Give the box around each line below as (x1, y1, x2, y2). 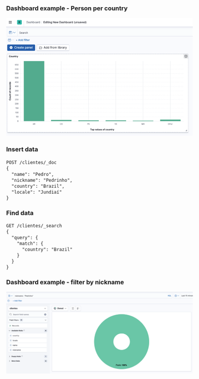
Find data (6, 208, 34, 217)
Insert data (6, 145, 38, 153)
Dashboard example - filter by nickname (6, 278, 124, 286)
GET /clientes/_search (6, 223, 62, 229)
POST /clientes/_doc (6, 159, 57, 165)
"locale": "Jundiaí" (11, 189, 62, 195)
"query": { (11, 235, 38, 241)
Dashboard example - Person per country (6, 4, 128, 12)
